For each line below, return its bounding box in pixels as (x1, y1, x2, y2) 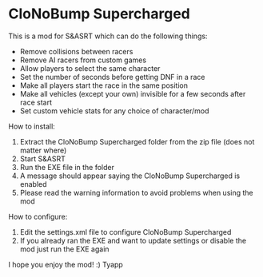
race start (19, 97, 52, 107)
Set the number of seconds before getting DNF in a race (19, 72, 205, 81)
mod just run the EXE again (19, 244, 110, 254)
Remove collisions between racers (19, 46, 133, 56)
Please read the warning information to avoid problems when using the (19, 188, 253, 197)
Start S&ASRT (19, 153, 66, 164)
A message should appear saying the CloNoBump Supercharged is (19, 171, 241, 180)
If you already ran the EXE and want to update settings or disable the (19, 235, 246, 245)
